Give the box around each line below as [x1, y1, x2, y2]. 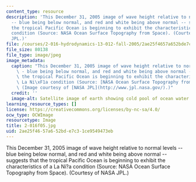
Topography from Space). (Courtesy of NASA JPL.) [6, 169, 129, 176]
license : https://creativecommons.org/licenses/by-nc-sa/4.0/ [6, 107, 160, 112]
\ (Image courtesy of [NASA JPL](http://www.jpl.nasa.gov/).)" [16, 85, 174, 91]
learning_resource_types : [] [6, 101, 77, 107]
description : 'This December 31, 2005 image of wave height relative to [6, 14, 187, 20]
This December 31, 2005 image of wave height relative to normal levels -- [6, 144, 183, 151]
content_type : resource [6, 8, 64, 15]
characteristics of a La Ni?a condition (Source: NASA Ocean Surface [6, 163, 171, 170]
